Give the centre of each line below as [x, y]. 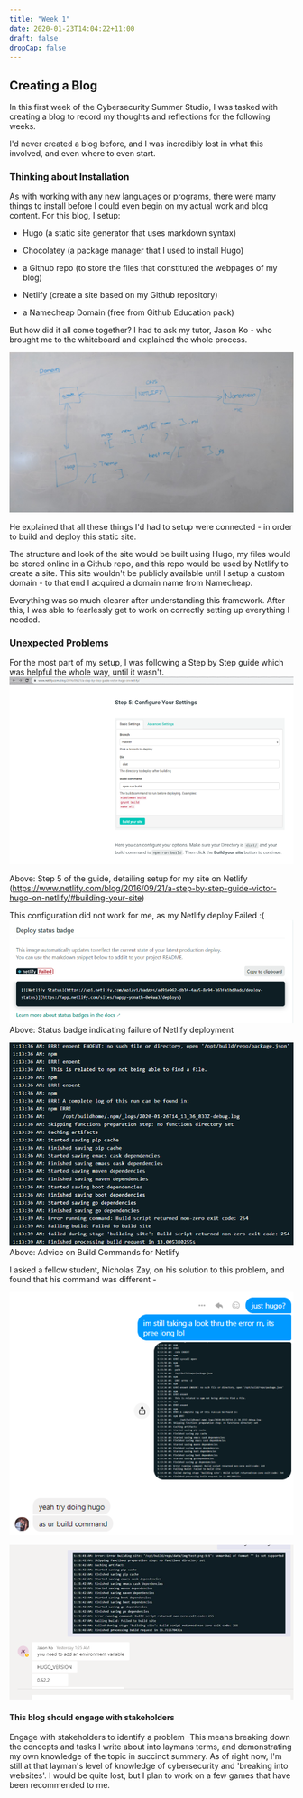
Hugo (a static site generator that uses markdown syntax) [129, 233]
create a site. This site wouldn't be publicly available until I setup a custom [147, 573]
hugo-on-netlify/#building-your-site [76, 898]
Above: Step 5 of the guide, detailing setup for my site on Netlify [129, 878]
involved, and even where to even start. [83, 154]
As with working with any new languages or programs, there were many [143, 196]
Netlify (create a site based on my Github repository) [120, 295]
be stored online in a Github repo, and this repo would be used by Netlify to [149, 564]
